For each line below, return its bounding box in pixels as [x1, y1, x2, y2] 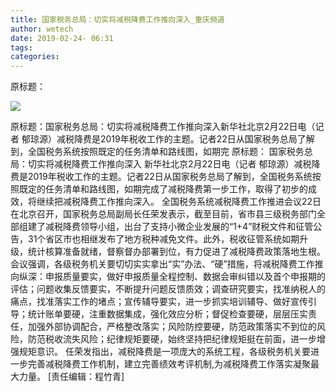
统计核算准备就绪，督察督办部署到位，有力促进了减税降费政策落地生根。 [27, 246, 326, 258]
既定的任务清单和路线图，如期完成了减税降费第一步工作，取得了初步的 [18, 183, 308, 195]
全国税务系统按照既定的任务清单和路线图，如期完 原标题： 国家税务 [27, 146, 305, 158]
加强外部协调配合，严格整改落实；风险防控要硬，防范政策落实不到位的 [27, 321, 317, 333]
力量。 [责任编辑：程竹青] [18, 371, 125, 383]
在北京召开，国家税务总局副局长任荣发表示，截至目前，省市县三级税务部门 [10, 208, 317, 220]
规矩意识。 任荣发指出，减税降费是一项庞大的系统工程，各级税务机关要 [18, 346, 311, 358]
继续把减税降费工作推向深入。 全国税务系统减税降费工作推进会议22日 [36, 196, 322, 208]
